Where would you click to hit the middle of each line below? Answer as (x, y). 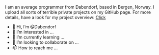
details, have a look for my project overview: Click (55, 17)
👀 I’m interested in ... (33, 32)
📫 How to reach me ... (35, 48)
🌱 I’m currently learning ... (38, 37)
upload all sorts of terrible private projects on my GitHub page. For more (78, 12)
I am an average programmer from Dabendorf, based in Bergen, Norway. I (80, 7)
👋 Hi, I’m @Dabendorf (34, 27)
